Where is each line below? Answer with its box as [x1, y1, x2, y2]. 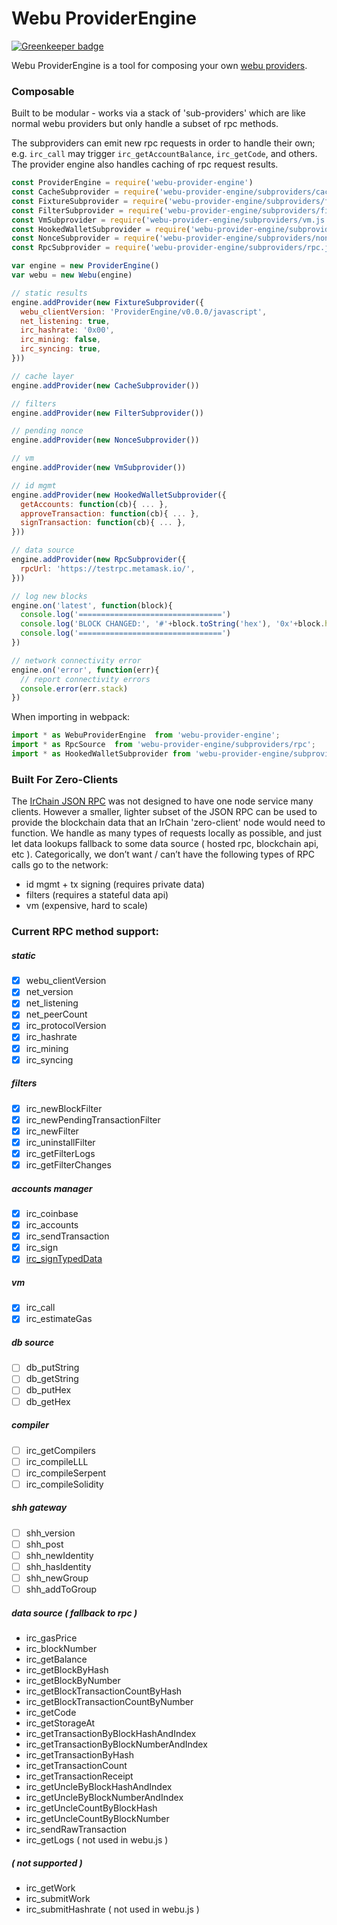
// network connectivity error [11, 655, 142, 666]
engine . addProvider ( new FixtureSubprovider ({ [11, 297, 204, 307]
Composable [11, 84, 75, 98]
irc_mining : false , [20, 335, 102, 345]
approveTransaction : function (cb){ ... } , [20, 508, 200, 519]
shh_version [25, 1527, 76, 1539]
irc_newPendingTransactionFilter [25, 1113, 161, 1126]
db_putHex [25, 1384, 72, 1396]
